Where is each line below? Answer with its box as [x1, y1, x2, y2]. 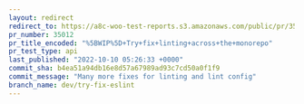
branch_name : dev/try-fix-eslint [8, 80, 135, 90]
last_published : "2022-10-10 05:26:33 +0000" [8, 55, 183, 64]
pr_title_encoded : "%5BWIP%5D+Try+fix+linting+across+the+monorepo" [8, 38, 273, 48]
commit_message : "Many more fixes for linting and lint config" [8, 72, 257, 81]
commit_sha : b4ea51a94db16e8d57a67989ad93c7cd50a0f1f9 [8, 64, 221, 73]
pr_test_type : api [8, 47, 78, 56]
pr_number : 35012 [8, 30, 74, 39]
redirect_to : [8, 22, 58, 31]
